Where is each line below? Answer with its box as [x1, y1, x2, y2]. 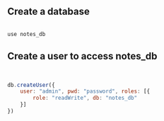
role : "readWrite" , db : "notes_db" [33, 95, 138, 102]
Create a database [7, 6, 90, 18]
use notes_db [7, 30, 46, 38]
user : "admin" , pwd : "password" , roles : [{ [20, 88, 151, 95]
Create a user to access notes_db [7, 50, 158, 62]
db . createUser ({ [7, 81, 55, 88]
